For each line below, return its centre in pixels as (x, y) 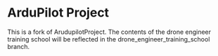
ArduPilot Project (58, 13)
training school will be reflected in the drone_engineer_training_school (109, 39)
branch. (19, 46)
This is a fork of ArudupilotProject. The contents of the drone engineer (109, 32)
